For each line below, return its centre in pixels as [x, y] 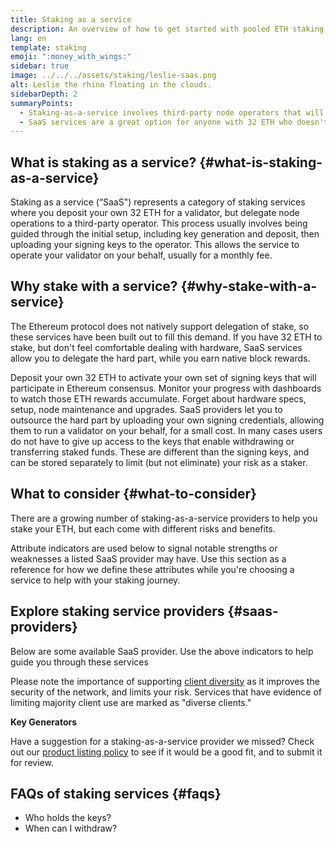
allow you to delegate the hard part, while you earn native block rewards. [160, 358]
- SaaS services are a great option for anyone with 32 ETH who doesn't [174, 122]
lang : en [28, 38]
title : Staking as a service [71, 19]
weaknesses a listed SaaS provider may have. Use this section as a [148, 558]
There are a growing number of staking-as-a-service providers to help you [164, 518]
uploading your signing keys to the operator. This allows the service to [155, 245]
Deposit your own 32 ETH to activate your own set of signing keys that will [163, 377]
